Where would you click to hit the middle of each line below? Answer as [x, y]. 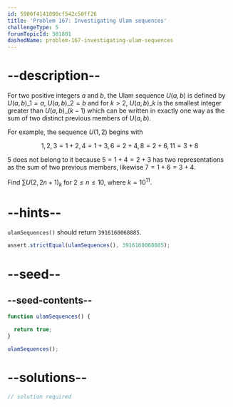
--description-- [54, 76]
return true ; [33, 330]
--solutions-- [47, 378]
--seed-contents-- [50, 300]
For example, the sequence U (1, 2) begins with [76, 132]
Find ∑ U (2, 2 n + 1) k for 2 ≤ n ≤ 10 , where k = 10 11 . [79, 182]
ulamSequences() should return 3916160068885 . [74, 232]
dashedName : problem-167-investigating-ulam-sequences [90, 41]
